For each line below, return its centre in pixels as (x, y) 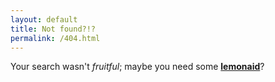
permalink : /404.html (55, 38)
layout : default (44, 19)
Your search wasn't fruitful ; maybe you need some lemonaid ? (137, 67)
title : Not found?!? (53, 29)
